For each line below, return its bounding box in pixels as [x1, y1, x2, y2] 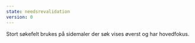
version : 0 [6, 14, 33, 20]
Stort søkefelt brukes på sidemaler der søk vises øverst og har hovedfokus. [6, 30, 190, 37]
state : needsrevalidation [6, 8, 70, 15]
